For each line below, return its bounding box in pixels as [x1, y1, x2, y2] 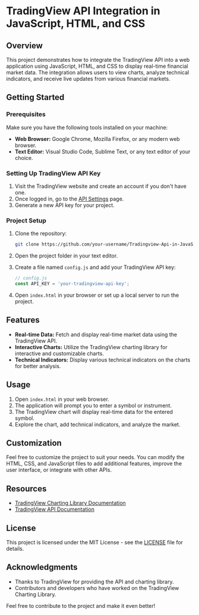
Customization [6, 438, 62, 448]
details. [6, 545, 24, 552]
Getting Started [6, 92, 65, 102]
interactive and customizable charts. [14, 350, 104, 357]
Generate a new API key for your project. [14, 201, 115, 209]
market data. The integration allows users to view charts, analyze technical [6, 69, 189, 76]
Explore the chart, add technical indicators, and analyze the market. [14, 421, 181, 428]
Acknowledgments [6, 562, 78, 572]
